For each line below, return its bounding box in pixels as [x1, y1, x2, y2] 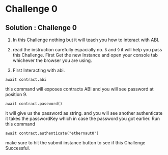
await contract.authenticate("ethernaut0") [5, 131, 99, 136]
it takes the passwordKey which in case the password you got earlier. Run [5, 115, 160, 121]
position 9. [5, 91, 27, 97]
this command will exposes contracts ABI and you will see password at [5, 86, 154, 92]
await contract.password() [5, 101, 63, 106]
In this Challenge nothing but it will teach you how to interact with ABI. [12, 37, 159, 43]
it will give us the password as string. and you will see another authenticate [5, 110, 163, 116]
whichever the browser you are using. [12, 57, 93, 64]
